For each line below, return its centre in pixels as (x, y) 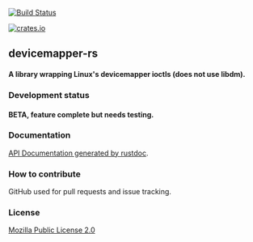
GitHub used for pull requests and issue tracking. (90, 192)
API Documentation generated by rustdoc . (78, 153)
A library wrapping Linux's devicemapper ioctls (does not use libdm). (127, 74)
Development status (49, 95)
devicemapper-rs (53, 54)
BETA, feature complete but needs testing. (81, 114)
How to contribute (44, 174)
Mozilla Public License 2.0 (52, 230)
